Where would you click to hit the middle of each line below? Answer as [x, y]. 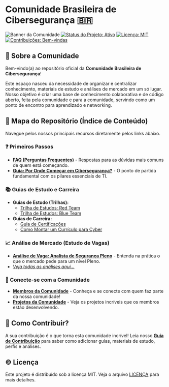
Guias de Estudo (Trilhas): [41, 202]
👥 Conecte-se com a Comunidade [47, 280]
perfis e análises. [23, 346]
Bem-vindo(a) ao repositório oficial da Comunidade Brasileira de [73, 68]
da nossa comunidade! [37, 296]
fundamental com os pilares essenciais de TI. [60, 176]
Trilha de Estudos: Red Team [50, 208]
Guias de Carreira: [32, 219]
